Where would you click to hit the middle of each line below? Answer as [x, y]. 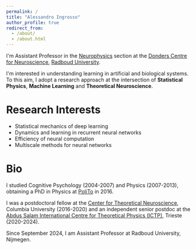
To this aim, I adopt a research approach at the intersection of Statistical [94, 80]
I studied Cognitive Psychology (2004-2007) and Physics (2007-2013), [92, 185]
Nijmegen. [19, 239]
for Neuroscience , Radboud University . [53, 62]
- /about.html [29, 39]
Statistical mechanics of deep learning [61, 126]
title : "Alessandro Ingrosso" [43, 17]
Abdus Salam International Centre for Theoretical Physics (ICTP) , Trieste [94, 215]
